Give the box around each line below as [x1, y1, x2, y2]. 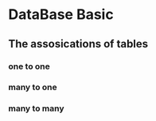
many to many [8, 103, 64, 114]
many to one [8, 81, 57, 93]
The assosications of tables [8, 37, 149, 51]
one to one [8, 61, 50, 72]
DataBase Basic [8, 6, 114, 24]
